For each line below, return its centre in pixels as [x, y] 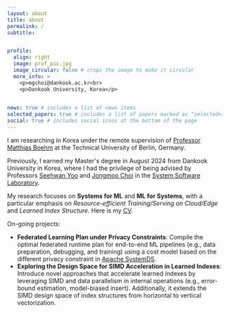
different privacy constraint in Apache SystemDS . [87, 259]
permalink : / [26, 26]
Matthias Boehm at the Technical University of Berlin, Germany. [97, 147]
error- [209, 280]
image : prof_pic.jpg [42, 64]
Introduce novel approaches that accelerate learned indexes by [106, 273]
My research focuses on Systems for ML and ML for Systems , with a [105, 195]
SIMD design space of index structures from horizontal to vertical [109, 295]
